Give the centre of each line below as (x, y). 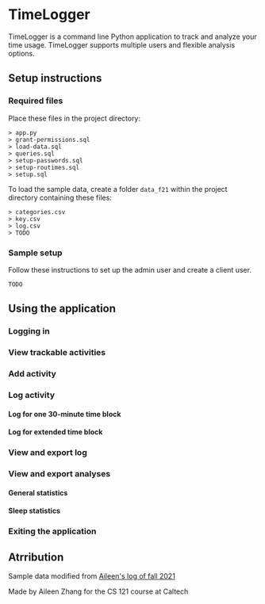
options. (22, 53)
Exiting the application (52, 531)
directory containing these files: (60, 197)
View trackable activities (57, 353)
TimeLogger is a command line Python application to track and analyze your (133, 36)
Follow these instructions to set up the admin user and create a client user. (130, 270)
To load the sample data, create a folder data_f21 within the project (118, 189)
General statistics (38, 492)
